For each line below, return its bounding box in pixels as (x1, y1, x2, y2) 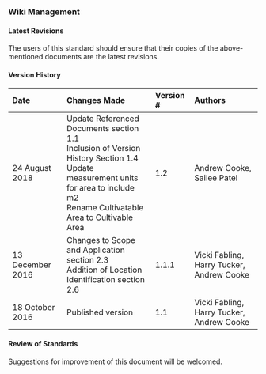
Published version (66, 307, 133, 318)
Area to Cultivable (66, 212, 133, 223)
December (12, 259, 51, 270)
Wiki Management (8, 6, 81, 17)
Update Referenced (66, 113, 140, 124)
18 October (12, 302, 55, 313)
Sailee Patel (194, 172, 238, 183)
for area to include (66, 183, 135, 194)
